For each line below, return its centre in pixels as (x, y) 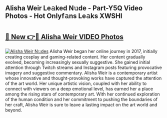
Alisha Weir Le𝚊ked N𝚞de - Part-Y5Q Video (74, 8)
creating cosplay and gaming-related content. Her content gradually (75, 57)
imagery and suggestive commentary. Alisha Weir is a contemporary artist (81, 73)
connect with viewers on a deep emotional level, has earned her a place (79, 89)
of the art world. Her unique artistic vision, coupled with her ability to (76, 83)
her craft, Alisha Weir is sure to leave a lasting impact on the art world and (81, 105)
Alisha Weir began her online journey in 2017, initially (103, 51)
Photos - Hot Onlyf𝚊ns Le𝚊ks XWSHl (64, 16)
